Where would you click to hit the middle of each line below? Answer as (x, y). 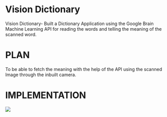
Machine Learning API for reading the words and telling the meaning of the (83, 29)
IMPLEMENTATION (46, 95)
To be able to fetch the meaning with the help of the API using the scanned (84, 69)
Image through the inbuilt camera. (41, 75)
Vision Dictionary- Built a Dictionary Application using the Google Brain (79, 24)
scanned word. (21, 34)
